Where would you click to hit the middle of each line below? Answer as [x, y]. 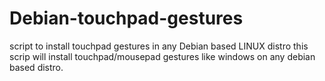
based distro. [36, 67]
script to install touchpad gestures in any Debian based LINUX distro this [159, 46]
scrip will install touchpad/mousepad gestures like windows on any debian [162, 56]
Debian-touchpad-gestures [126, 18]
